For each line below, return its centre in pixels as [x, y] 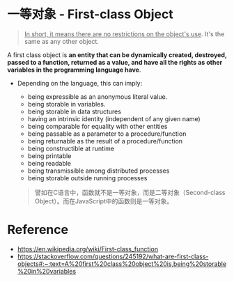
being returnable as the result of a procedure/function [105, 141]
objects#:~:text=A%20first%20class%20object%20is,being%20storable [122, 264]
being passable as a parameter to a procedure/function [107, 134]
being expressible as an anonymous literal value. [97, 96]
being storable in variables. [67, 104]
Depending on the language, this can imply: [80, 83]
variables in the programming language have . [74, 70]
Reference [38, 230]
